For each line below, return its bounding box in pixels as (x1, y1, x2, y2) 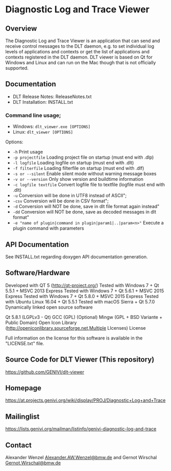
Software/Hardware (5, 269, 70, 277)
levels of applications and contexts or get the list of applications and (5, 49, 150, 54)
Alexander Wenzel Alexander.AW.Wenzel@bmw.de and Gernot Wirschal (5, 454, 157, 460)
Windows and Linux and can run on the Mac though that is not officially (5, 60, 156, 65)
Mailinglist (5, 412, 40, 421)
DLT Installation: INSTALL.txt (12, 99, 73, 105)
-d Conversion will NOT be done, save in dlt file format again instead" (12, 203, 160, 210)
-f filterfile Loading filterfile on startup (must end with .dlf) (12, 165, 144, 172)
